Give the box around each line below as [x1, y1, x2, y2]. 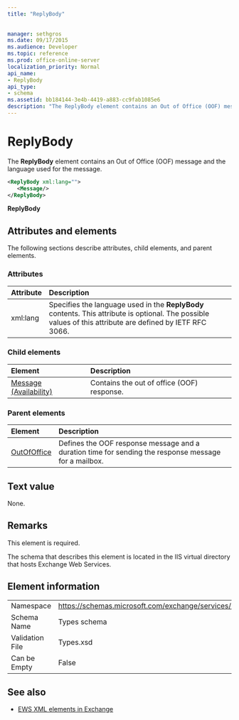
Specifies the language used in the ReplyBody [48, 299, 204, 309]
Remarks [7, 520, 48, 532]
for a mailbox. [58, 456, 105, 466]
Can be [11, 653, 36, 663]
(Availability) [11, 387, 53, 397]
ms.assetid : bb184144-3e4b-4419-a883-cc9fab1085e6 [7, 97, 161, 104]
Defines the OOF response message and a [58, 439, 201, 448]
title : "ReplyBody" [7, 10, 65, 18]
